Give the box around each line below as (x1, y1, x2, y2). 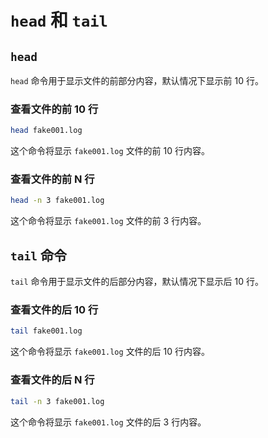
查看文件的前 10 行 (10, 102, 99, 116)
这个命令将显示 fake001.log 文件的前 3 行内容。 (10, 215, 207, 227)
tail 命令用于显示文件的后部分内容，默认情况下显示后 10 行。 (10, 276, 264, 288)
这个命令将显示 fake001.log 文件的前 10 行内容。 (10, 145, 211, 157)
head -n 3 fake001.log (10, 196, 105, 206)
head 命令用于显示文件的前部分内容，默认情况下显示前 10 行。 (10, 75, 264, 86)
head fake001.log (10, 126, 83, 136)
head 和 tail (10, 9, 108, 32)
